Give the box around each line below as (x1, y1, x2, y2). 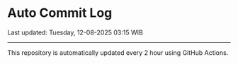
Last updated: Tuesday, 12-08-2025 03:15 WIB (7, 28, 143, 37)
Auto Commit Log (7, 5, 113, 21)
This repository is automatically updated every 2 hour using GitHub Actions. (7, 48, 229, 57)
